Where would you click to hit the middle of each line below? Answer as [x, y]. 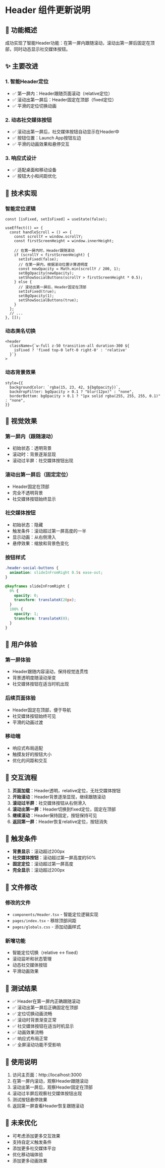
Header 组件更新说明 [48, 10]
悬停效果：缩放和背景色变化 [41, 543]
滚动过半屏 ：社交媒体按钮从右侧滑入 [49, 803]
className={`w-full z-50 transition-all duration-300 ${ [70, 346]
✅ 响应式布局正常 [30, 1038]
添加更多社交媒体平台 [34, 1148]
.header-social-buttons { [32, 568]
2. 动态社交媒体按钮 [28, 120]
